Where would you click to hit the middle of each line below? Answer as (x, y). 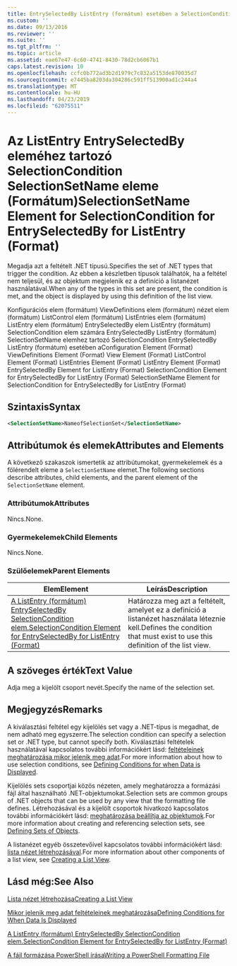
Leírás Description (177, 590)
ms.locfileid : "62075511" (45, 106)
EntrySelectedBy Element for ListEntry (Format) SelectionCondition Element (117, 369)
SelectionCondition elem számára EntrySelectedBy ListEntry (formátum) (112, 332)
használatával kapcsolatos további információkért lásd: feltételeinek (106, 749)
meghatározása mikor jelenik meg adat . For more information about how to (115, 757)
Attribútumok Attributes (48, 503)
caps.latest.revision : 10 (45, 67)
